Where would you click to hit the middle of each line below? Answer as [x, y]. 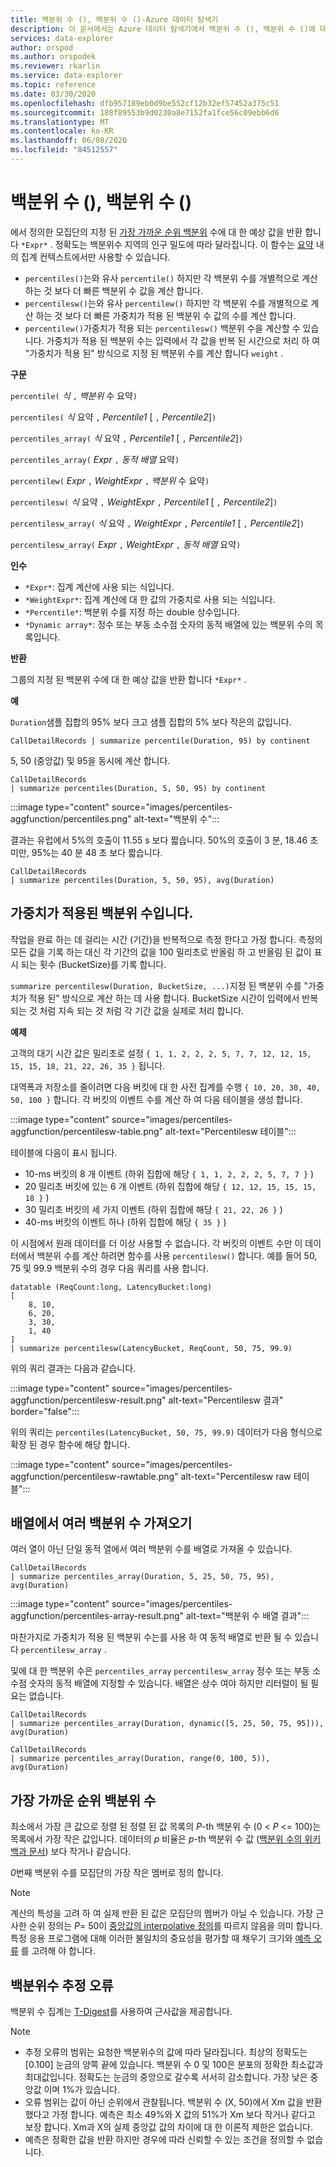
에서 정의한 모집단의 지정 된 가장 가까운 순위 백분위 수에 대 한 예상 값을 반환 [156, 232]
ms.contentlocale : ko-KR [62, 131]
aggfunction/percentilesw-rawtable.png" [94, 1476]
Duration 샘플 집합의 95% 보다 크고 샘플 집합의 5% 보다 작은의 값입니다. [151, 722]
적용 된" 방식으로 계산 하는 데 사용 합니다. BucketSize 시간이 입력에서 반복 [173, 998]
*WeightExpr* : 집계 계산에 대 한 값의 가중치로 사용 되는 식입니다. [150, 599]
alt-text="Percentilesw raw [236, 1476]
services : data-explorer [62, 38]
